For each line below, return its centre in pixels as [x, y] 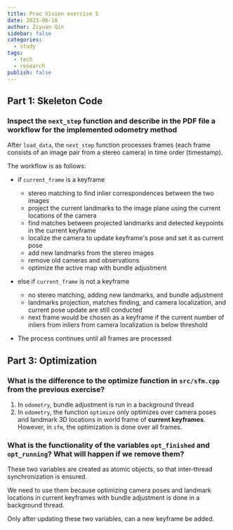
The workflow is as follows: [47, 166]
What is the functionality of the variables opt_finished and [109, 445]
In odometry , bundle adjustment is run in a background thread [106, 404]
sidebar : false [29, 33]
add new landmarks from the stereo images [91, 253]
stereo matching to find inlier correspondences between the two [121, 193]
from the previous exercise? [56, 389]
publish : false [29, 72]
